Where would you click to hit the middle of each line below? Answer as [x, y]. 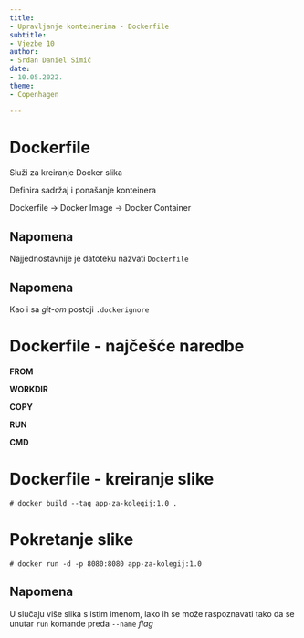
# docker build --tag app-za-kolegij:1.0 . [94, 503]
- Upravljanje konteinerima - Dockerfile [89, 26]
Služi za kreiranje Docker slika [66, 173]
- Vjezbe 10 [32, 43]
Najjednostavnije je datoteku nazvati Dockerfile [99, 259]
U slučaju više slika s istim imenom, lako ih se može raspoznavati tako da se [152, 613]
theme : [22, 86]
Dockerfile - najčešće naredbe [127, 346]
